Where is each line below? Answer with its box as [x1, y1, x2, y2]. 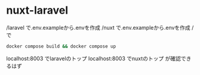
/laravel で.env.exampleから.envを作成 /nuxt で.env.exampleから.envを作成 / [6, 24, 194, 31]
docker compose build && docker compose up [6, 43, 116, 49]
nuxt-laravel [6, 4, 69, 17]
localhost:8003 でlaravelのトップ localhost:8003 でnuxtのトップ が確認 [6, 55, 181, 62]
